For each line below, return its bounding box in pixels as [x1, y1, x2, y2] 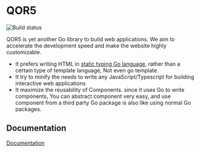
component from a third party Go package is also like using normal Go [15, 98, 191, 106]
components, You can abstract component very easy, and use [15, 92, 171, 100]
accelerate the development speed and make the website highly [6, 42, 167, 49]
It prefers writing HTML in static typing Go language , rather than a [15, 60, 181, 67]
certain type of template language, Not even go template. [15, 66, 159, 74]
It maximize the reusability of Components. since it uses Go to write [15, 86, 185, 93]
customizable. [6, 48, 41, 55]
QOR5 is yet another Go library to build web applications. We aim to [6, 35, 175, 43]
